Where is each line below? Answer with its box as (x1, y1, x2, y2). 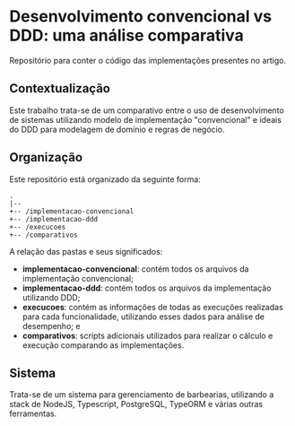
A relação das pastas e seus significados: (9, 246, 163, 256)
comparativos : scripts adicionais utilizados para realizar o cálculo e (22, 330, 273, 341)
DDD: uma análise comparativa (9, 25, 244, 46)
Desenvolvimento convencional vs (9, 6, 272, 27)
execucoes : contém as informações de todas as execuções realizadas (22, 301, 284, 312)
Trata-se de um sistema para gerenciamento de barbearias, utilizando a (9, 389, 274, 400)
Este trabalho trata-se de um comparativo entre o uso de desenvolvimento (9, 105, 284, 116)
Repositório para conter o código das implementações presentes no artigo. (9, 55, 287, 65)
